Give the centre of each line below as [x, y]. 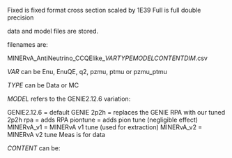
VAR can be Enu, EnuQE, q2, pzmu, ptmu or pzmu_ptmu [87, 72]
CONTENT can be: [34, 148]
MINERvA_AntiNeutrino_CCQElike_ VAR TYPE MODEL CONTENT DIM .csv [107, 58]
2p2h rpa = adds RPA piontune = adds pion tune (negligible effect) [103, 120]
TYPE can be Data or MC [43, 85]
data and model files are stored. [53, 31]
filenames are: [28, 44]
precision [21, 17]
